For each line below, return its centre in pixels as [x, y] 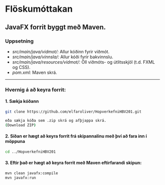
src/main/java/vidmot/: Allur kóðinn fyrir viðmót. [61, 51]
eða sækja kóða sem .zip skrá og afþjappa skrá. [56, 120]
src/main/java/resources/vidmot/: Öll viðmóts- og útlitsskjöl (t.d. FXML [83, 62]
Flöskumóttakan [39, 9]
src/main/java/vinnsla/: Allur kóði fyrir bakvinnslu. [63, 57]
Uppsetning [19, 41]
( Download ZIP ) [21, 125]
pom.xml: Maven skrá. [35, 72]
